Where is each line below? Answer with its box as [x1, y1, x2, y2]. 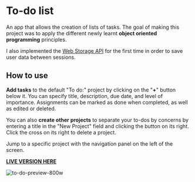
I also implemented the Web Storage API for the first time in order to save [6, 47, 183, 54]
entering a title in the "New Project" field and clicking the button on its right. [6, 122, 189, 130]
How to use [6, 70, 48, 80]
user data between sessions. [6, 53, 76, 60]
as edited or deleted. [6, 105, 56, 112]
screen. [6, 146, 25, 153]
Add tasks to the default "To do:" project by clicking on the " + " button [6, 86, 176, 93]
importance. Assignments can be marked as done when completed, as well [6, 99, 188, 106]
